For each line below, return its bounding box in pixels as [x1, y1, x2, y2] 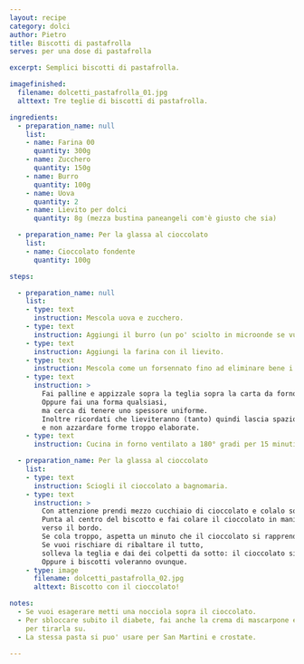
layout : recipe [9, 13, 67, 23]
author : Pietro [9, 30, 67, 39]
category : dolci [9, 22, 71, 31]
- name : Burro [25, 171, 79, 181]
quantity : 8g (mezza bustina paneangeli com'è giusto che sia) [33, 214, 278, 223]
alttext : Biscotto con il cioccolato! [33, 582, 180, 592]
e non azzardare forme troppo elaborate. [42, 423, 201, 432]
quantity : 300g [33, 147, 91, 156]
